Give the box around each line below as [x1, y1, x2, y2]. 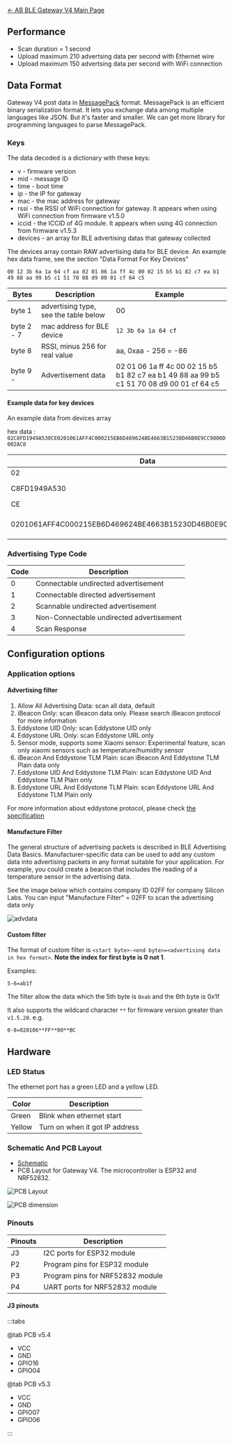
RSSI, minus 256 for [40, 341, 107, 351]
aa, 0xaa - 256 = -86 [116, 345, 188, 355]
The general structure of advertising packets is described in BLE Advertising [7, 843, 226, 852]
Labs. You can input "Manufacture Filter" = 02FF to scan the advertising [7, 893, 214, 902]
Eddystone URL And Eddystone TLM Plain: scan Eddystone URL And [17, 783, 214, 791]
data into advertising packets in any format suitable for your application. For [7, 858, 225, 866]
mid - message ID [17, 174, 68, 183]
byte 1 [10, 305, 32, 315]
